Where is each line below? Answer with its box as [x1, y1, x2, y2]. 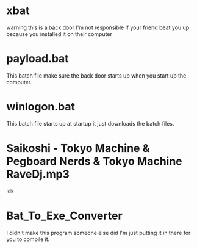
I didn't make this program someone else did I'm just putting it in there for [6, 229, 191, 236]
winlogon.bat [6, 100, 75, 114]
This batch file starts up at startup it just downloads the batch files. [6, 120, 174, 127]
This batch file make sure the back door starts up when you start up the [6, 71, 187, 79]
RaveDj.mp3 [6, 167, 70, 181]
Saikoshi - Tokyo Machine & [6, 142, 150, 155]
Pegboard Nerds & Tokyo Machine [6, 154, 183, 168]
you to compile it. [6, 236, 50, 243]
